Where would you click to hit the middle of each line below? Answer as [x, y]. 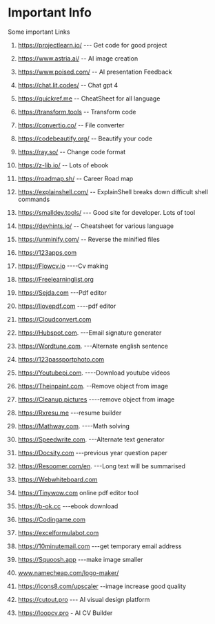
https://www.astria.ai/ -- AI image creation [78, 58]
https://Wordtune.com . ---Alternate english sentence [93, 346]
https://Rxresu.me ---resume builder [70, 413]
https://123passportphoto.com [61, 359]
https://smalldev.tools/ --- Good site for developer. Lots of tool [106, 212]
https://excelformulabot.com [58, 532]
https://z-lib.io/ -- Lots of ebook [63, 165]
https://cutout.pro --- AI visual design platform [84, 599]
